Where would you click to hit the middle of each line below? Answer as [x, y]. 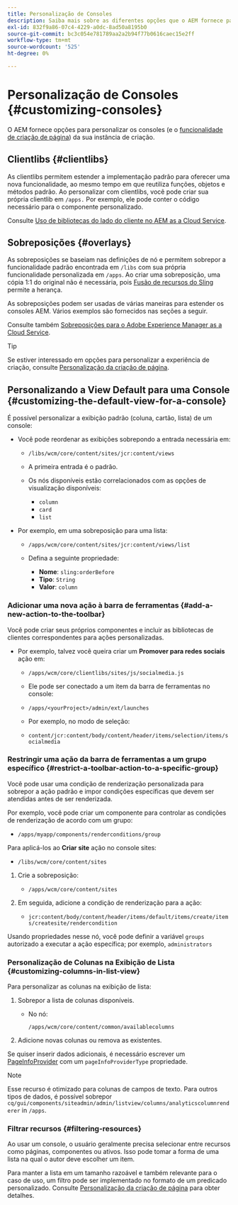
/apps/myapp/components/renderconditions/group [89, 835]
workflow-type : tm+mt [39, 40]
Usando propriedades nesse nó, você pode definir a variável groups [106, 936]
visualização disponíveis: [64, 488]
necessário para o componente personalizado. [75, 207]
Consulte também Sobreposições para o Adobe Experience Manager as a [115, 325]
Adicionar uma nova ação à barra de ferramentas [93, 605]
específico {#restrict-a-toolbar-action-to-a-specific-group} [113, 769]
